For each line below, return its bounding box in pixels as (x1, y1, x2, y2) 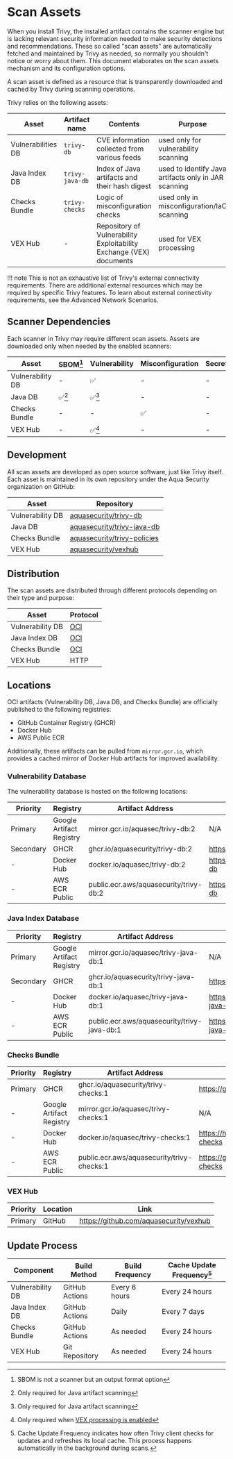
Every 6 (110, 1282, 137, 1292)
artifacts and (96, 172, 138, 182)
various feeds (96, 152, 141, 162)
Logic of (96, 192, 123, 202)
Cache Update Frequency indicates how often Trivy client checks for (17, 1428, 214, 1437)
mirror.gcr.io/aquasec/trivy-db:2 (88, 824, 196, 834)
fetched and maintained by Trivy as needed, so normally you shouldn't (7, 49, 209, 58)
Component (13, 1265, 54, 1275)
